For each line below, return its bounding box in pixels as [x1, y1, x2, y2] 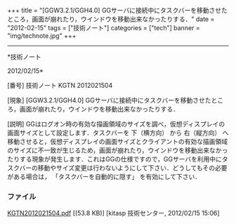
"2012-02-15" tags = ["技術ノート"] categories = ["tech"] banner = [7, 24, 200, 32]
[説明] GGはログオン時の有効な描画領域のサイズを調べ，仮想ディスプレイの [7, 120, 225, 128]
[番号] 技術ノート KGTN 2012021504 [7, 81, 113, 89]
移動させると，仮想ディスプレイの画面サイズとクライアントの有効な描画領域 [7, 138, 228, 145]
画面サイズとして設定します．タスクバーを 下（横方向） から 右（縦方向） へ [7, 129, 229, 137]
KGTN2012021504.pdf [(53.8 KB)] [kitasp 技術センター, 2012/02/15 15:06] [7, 209, 220, 218]
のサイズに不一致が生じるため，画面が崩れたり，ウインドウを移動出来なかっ [7, 146, 228, 154]
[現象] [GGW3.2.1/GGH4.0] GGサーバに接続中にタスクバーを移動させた [7, 96, 211, 104]
